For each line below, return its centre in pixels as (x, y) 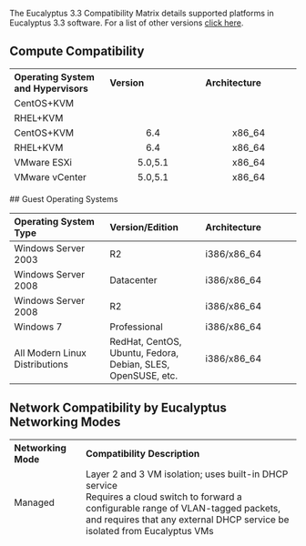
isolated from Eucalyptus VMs (150, 531)
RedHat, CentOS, (146, 341)
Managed (34, 502)
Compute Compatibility (77, 51)
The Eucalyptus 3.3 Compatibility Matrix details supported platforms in (142, 13)
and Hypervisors (51, 88)
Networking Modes (65, 422)
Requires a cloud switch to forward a (164, 497)
